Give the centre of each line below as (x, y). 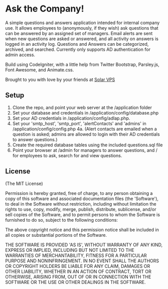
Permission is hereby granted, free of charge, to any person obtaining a (79, 193)
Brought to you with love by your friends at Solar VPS (60, 79)
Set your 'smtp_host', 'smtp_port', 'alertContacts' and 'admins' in (79, 123)
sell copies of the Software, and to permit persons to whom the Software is (83, 215)
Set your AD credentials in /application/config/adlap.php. (71, 118)
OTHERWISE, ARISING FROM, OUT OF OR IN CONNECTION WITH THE (78, 276)
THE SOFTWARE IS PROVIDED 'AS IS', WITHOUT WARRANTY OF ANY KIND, (84, 245)
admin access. (20, 55)
